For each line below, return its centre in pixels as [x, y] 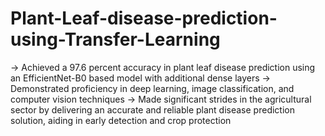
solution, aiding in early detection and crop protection [121, 120]
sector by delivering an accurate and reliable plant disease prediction [152, 109]
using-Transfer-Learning [115, 39]
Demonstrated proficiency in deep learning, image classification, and [152, 88]
